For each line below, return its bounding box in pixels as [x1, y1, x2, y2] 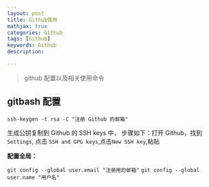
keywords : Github [7, 42, 57, 49]
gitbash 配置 [7, 96, 61, 108]
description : [7, 49, 45, 55]
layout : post [7, 10, 45, 17]
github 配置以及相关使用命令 [23, 73, 104, 82]
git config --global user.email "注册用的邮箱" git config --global [7, 166, 200, 173]
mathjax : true [7, 23, 48, 29]
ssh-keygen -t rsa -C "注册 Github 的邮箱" [7, 116, 129, 123]
